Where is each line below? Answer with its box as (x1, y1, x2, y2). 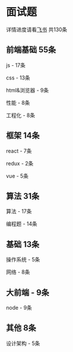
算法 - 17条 (6, 208, 32, 215)
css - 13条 (6, 74, 30, 81)
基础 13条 (6, 239, 40, 249)
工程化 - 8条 (6, 111, 35, 118)
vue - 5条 (6, 172, 29, 180)
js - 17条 (6, 61, 26, 68)
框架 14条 (6, 131, 40, 141)
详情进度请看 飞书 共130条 (6, 26, 68, 33)
